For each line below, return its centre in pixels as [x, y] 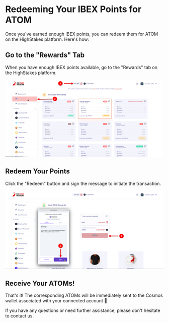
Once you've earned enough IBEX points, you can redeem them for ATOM [82, 34]
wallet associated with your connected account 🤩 [56, 301]
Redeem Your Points [38, 172]
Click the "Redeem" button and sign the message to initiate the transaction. [83, 183]
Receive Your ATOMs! [40, 283]
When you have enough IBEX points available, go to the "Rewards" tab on [81, 67]
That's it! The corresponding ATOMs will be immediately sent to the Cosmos [84, 295]
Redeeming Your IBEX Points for [73, 9]
